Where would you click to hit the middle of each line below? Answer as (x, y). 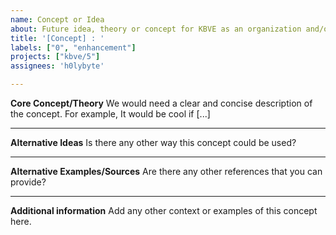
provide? (28, 182)
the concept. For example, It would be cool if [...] (110, 114)
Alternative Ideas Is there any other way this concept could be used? (153, 142)
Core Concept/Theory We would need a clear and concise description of (161, 103)
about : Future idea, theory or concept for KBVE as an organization (156, 29)
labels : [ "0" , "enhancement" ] (73, 47)
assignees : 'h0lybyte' (57, 66)
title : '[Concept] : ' (57, 38)
